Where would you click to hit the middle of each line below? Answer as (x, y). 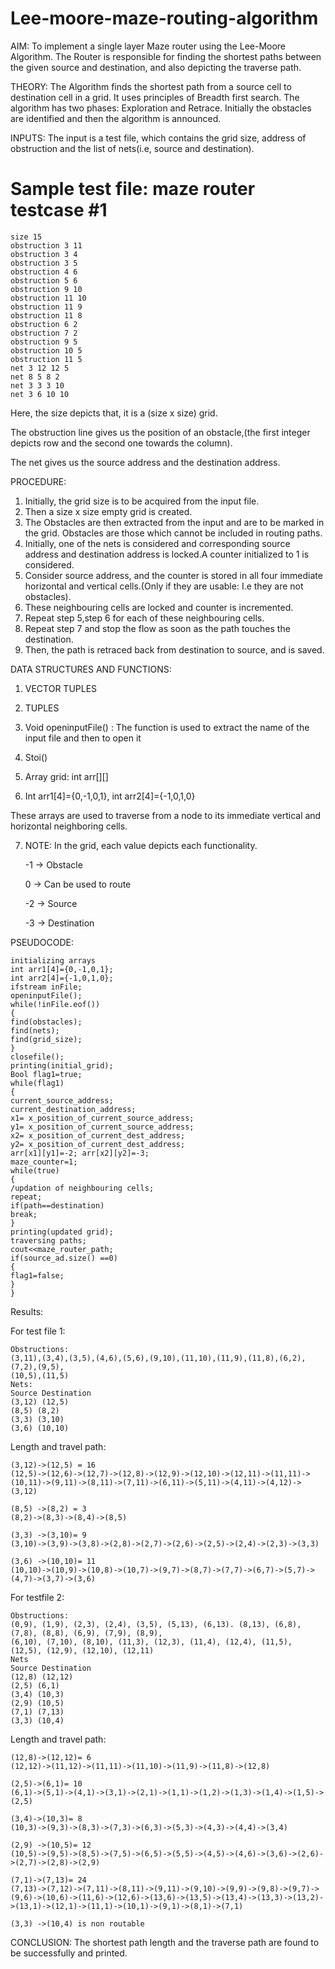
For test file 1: (38, 1331)
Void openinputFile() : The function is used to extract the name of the (167, 727)
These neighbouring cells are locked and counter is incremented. (159, 607)
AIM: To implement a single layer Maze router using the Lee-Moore (148, 46)
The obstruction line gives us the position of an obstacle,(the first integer (160, 432)
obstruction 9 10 (46, 289)
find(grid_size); (46, 1039)
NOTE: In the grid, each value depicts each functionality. (141, 845)
